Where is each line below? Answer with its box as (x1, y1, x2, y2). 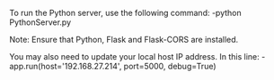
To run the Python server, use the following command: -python (9, 8, 243, 18)
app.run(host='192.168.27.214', (9, 61, 122, 71)
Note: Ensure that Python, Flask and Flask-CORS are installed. (9, 35, 239, 44)
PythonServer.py (9, 17, 72, 28)
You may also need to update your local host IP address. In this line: (9, 52, 260, 61)
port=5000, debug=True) (123, 61, 217, 71)
